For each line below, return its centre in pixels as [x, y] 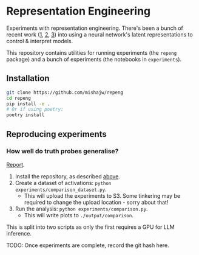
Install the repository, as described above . [67, 176]
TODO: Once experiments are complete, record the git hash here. [88, 245]
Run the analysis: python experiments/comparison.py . [81, 209]
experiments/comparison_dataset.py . [61, 189]
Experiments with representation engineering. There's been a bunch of [95, 28]
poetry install [25, 115]
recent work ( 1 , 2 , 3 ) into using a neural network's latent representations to [99, 34]
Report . [16, 164]
